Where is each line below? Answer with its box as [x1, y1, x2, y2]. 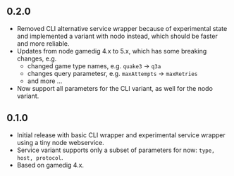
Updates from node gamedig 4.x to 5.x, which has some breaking [16, 46, 207, 55]
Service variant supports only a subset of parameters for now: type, [16, 146, 216, 154]
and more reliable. [16, 39, 70, 48]
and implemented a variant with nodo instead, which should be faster [16, 32, 218, 40]
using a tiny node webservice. [16, 138, 105, 146]
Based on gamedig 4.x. [16, 161, 85, 169]
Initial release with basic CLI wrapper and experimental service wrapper [16, 130, 226, 139]
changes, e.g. [16, 54, 57, 63]
